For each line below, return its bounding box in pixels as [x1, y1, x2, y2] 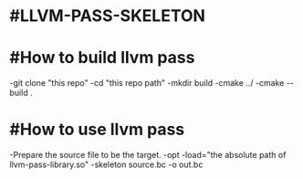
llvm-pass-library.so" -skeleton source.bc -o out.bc [9, 159, 204, 170]
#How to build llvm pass [9, 47, 195, 68]
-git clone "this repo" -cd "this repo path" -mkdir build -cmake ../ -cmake [9, 78, 285, 89]
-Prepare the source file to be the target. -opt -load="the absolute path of [9, 150, 287, 161]
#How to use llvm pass [9, 120, 185, 140]
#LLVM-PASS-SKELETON [9, 5, 205, 26]
